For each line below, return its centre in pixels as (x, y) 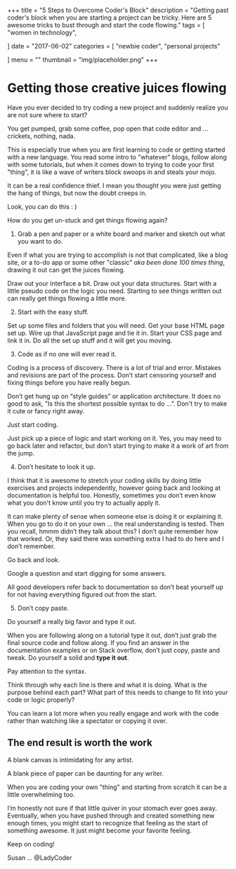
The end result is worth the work (80, 743)
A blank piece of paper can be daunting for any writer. (85, 773)
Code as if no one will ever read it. (67, 354)
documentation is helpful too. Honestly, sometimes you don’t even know (112, 495)
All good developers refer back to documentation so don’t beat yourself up (115, 587)
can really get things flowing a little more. (67, 298)
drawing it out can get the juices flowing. (66, 270)
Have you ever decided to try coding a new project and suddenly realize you (118, 107)
